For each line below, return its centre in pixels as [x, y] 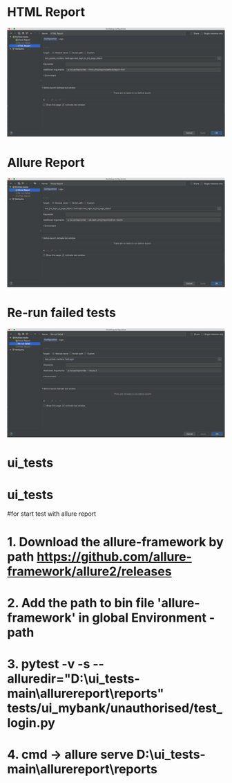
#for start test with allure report [52, 514]
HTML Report [46, 12]
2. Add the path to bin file [81, 603]
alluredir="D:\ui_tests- [74, 678]
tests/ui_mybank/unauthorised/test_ [115, 708]
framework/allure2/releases [89, 571]
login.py [31, 722]
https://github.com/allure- [114, 556]
